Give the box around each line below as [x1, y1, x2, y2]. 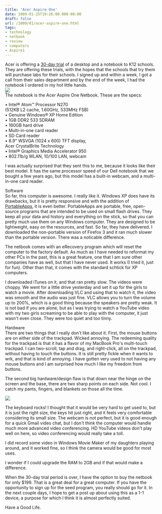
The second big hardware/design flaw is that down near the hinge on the [5, 376, 151, 381]
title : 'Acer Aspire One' [5, 7, 57, 12]
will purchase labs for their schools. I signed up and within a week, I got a [5, 72, 152, 77]
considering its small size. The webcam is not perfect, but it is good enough [5, 415, 157, 420]
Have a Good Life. [5, 504, 41, 510]
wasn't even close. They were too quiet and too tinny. [5, 315, 112, 321]
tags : [5, 25, 16, 30]
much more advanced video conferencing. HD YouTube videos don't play [5, 425, 152, 431]
